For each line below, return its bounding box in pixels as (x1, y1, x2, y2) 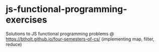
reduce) (6, 41, 22, 47)
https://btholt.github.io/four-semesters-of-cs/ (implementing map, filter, (6, 36, 154, 42)
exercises (6, 14, 47, 25)
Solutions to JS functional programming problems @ (6, 30, 114, 36)
